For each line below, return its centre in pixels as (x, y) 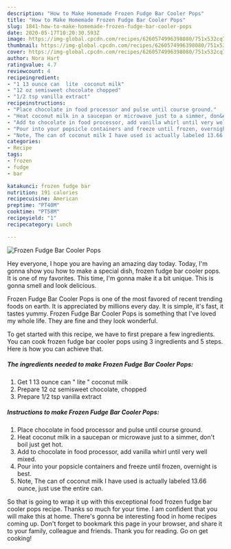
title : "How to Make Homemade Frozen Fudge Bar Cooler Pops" (97, 20)
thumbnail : (23, 45)
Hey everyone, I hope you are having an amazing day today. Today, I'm (108, 263)
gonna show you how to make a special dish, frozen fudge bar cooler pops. (114, 271)
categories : (24, 142)
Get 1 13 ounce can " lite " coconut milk (73, 382)
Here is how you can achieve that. (55, 349)
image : (16, 39)
